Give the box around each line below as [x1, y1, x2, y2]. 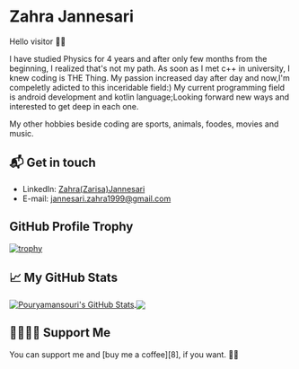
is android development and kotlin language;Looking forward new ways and [9, 92, 290, 102]
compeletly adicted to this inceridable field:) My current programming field [9, 82, 286, 92]
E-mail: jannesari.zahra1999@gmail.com [22, 193, 171, 204]
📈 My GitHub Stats [9, 269, 119, 285]
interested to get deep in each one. [9, 101, 139, 111]
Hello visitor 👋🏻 [9, 36, 66, 47]
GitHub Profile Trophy [9, 219, 134, 234]
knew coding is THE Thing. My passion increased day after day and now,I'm [9, 72, 290, 83]
